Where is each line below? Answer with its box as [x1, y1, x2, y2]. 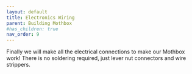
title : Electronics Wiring [6, 15, 75, 21]
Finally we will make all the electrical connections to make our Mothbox [6, 48, 185, 55]
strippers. [6, 61, 30, 69]
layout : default [6, 8, 48, 15]
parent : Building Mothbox [6, 20, 72, 26]
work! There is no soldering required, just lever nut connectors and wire [6, 55, 187, 62]
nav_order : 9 [6, 32, 40, 38]
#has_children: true [6, 25, 59, 32]
